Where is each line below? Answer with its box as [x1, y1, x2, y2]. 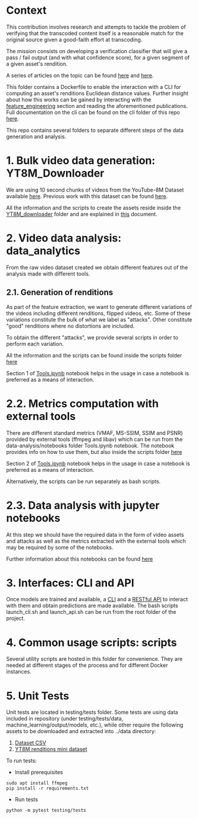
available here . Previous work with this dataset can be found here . [6, 192, 168, 200]
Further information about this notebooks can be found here [6, 555, 153, 563]
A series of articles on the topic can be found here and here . [6, 72, 154, 79]
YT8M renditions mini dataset [14, 746, 87, 753]
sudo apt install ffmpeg [6, 780, 68, 786]
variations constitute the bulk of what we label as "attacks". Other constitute [6, 316, 193, 323]
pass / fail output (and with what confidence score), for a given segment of [6, 54, 190, 61]
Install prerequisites [14, 769, 64, 776]
